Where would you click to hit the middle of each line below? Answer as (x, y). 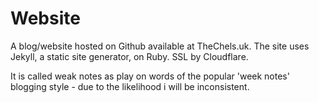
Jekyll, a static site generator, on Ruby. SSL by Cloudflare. (129, 56)
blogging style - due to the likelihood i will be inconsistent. (130, 86)
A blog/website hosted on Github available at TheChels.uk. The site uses (160, 46)
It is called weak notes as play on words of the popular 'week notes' (150, 76)
